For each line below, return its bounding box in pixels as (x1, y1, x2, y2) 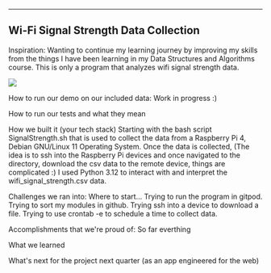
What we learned (8, 240, 65, 250)
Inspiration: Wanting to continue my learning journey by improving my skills (8, 45, 258, 55)
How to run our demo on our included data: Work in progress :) (8, 93, 218, 103)
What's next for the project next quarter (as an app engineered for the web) (8, 255, 260, 265)
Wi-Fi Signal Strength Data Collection (8, 23, 200, 37)
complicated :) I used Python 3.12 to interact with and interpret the (8, 167, 228, 177)
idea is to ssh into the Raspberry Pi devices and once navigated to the (8, 150, 240, 160)
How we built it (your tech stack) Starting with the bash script (8, 124, 212, 134)
